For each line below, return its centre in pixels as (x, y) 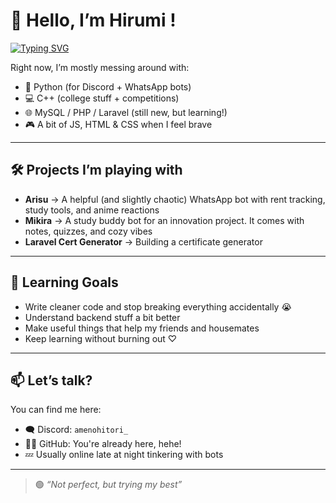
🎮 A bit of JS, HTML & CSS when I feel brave (118, 124)
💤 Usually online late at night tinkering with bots (124, 455)
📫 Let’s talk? (51, 380)
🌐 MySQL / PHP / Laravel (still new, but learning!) (126, 112)
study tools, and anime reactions (92, 210)
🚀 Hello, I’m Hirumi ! (93, 20)
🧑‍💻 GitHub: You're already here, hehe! (103, 444)
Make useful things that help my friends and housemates (142, 328)
